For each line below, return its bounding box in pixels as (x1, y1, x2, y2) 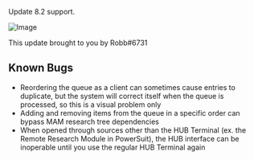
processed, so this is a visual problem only (19, 100, 162, 109)
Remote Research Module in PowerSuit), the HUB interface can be (19, 133, 240, 143)
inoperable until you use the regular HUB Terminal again (19, 142, 206, 152)
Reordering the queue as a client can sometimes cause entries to (19, 82, 236, 92)
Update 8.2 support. (8, 7, 76, 16)
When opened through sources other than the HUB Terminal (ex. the (19, 125, 247, 135)
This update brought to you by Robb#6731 (8, 38, 148, 47)
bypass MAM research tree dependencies (19, 117, 159, 126)
